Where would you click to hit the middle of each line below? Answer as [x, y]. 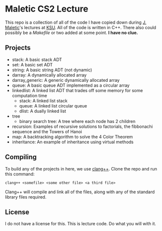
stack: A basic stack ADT [37, 60]
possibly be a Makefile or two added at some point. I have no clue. [72, 32]
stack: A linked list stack [43, 101]
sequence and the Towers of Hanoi [47, 131]
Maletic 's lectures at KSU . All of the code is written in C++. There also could [81, 27]
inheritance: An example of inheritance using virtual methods [73, 142]
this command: [20, 174]
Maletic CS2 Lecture [47, 9]
